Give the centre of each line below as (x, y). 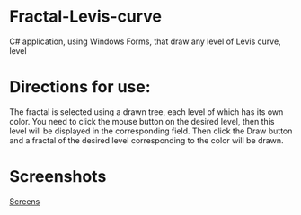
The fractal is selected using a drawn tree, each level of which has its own (146, 112)
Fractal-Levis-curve (85, 17)
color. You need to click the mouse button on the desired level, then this (142, 121)
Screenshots (58, 177)
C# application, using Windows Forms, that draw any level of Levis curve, (145, 41)
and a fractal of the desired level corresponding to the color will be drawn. (146, 140)
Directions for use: (80, 87)
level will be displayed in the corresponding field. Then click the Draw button (151, 131)
